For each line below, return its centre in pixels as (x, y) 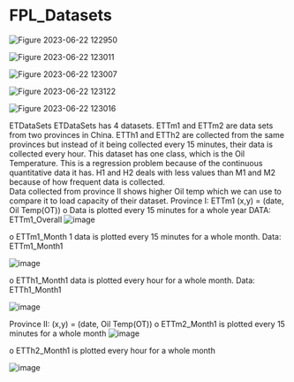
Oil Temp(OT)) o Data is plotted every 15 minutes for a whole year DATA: (140, 210)
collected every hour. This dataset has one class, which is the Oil (127, 153)
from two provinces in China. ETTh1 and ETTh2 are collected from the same (147, 134)
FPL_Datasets (60, 15)
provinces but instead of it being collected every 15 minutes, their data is (141, 144)
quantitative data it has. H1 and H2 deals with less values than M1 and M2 (143, 172)
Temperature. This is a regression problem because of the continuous (136, 163)
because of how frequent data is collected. (87, 181)
